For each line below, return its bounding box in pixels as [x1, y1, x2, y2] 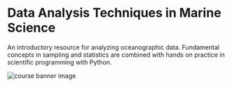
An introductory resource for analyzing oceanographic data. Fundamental [7, 43, 219, 51]
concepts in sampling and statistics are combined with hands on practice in [7, 51, 226, 59]
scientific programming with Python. [7, 58, 112, 66]
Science [7, 20, 56, 36]
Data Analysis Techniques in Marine [7, 5, 222, 21]
